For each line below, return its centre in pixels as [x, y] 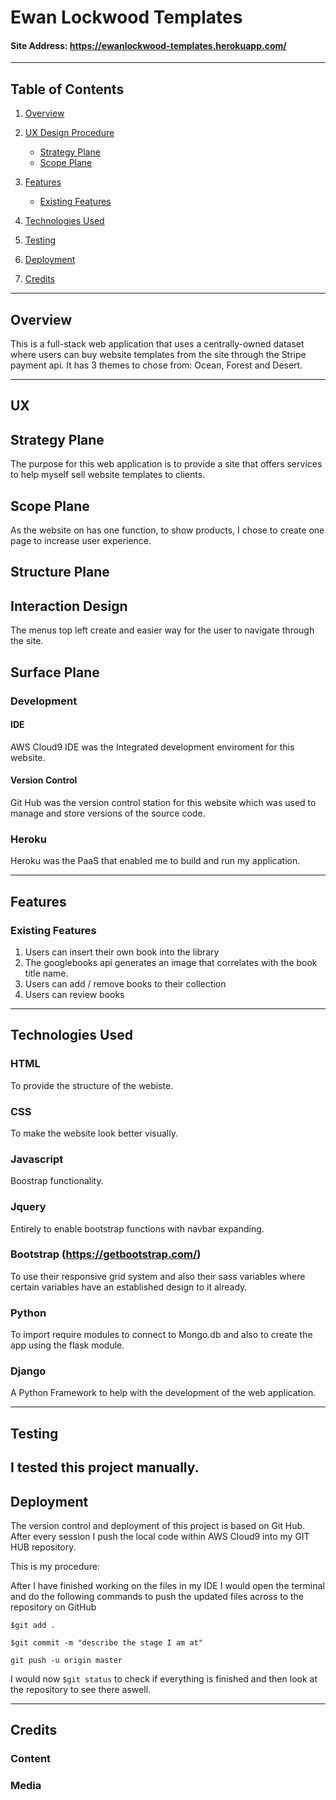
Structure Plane [60, 572]
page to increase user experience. [81, 541]
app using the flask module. [67, 1345]
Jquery [28, 1207]
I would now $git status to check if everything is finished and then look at [164, 1679]
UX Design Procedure [69, 133]
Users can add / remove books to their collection [125, 983]
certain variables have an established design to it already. [129, 1287]
